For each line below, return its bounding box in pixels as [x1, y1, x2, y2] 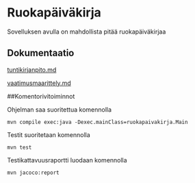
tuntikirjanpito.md [7, 65, 57, 73]
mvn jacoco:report [7, 169, 60, 176]
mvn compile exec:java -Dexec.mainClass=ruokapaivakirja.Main [7, 119, 188, 125]
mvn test [7, 144, 32, 151]
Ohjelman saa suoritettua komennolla [7, 105, 112, 114]
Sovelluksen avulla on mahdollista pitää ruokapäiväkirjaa [7, 27, 166, 36]
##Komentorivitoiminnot [7, 92, 75, 100]
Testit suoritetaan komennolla [7, 130, 90, 138]
